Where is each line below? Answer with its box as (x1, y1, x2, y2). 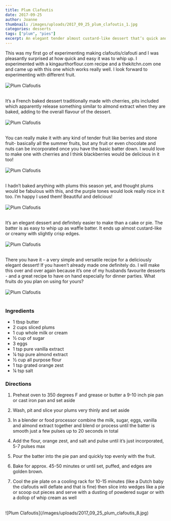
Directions (5, 381, 32, 388)
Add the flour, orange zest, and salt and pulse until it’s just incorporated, (12, 438, 164, 444)
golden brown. (12, 468, 43, 475)
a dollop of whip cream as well (12, 494, 77, 501)
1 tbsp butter (12, 319, 39, 325)
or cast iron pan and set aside (12, 398, 75, 404)
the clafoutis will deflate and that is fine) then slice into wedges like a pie (12, 484, 165, 490)
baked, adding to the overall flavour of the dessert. (5, 108, 112, 115)
